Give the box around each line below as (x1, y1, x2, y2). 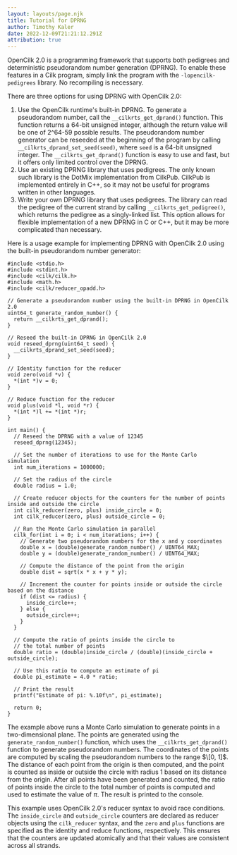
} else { (20, 605, 46, 613)
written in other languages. (17, 188, 97, 197)
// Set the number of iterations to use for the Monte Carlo (13, 452, 197, 459)
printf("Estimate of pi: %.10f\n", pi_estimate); (13, 692, 162, 699)
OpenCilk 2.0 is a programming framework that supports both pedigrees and (7, 56, 230, 64)
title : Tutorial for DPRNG (7, 17, 87, 24)
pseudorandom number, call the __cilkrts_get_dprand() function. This (17, 113, 224, 122)
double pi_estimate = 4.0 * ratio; (13, 674, 119, 681)
